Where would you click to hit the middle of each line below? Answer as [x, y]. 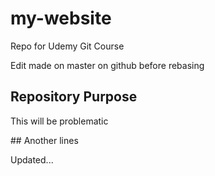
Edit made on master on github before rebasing [107, 65]
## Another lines [44, 140]
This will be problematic [59, 121]
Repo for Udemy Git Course [67, 46]
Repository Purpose [74, 97]
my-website [61, 18]
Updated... [32, 159]
